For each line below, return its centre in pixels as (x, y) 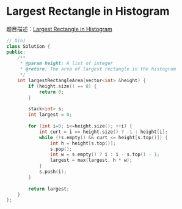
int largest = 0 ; (50, 115)
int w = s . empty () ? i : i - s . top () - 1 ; (105, 154)
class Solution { (28, 46)
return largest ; (49, 189)
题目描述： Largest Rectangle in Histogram (59, 29)
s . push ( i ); (53, 172)
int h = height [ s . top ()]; (83, 143)
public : (16, 52)
